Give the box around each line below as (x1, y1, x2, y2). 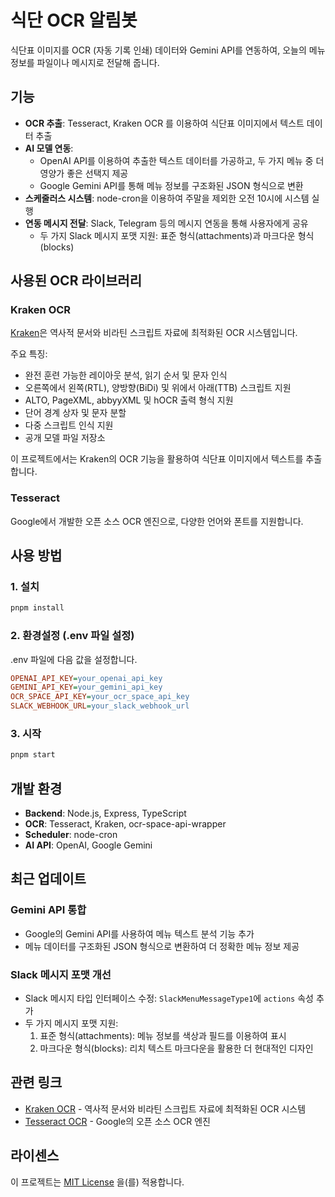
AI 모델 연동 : (24, 142, 74, 154)
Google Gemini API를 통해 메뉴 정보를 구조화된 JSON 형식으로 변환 (39, 179, 304, 191)
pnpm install (10, 603, 65, 613)
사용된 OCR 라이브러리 (10, 272, 143, 290)
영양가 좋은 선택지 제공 (39, 167, 129, 179)
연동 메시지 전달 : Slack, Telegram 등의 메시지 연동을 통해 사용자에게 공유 (24, 217, 309, 229)
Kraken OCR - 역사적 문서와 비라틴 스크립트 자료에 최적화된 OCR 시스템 (24, 1102, 307, 1115)
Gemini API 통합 (10, 903, 87, 917)
